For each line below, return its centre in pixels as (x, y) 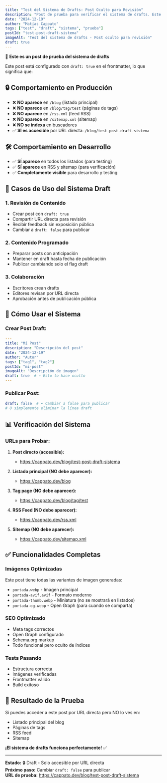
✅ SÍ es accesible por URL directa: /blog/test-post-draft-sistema (81, 130)
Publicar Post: (22, 393)
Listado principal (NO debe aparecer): (52, 471)
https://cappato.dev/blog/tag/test (54, 500)
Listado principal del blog (38, 722)
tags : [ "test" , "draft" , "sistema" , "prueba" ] (54, 28)
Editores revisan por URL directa (45, 293)
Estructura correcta (32, 669)
